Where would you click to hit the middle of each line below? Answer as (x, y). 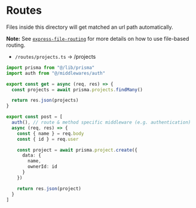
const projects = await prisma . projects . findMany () (77, 90)
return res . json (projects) (45, 100)
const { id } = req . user (48, 139)
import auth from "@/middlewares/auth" (56, 73)
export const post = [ (34, 117)
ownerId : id (43, 167)
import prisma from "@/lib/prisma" (50, 67)
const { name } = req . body (50, 133)
